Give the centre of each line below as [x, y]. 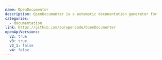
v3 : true [18, 41]
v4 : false [19, 50]
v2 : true [18, 37]
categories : [17, 18]
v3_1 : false [22, 45]
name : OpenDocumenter [27, 9]
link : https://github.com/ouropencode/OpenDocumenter [61, 28]
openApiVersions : [23, 32]
